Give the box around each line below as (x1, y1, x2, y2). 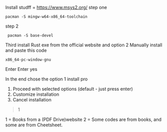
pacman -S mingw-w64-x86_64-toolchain (5, 14, 88, 19)
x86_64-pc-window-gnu (5, 57, 51, 62)
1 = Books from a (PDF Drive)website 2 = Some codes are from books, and (5, 117, 162, 122)
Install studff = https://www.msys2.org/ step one (5, 5, 107, 10)
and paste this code (5, 47, 47, 53)
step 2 (5, 23, 19, 29)
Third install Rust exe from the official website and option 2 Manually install (5, 42, 162, 48)
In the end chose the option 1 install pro (5, 76, 88, 82)
